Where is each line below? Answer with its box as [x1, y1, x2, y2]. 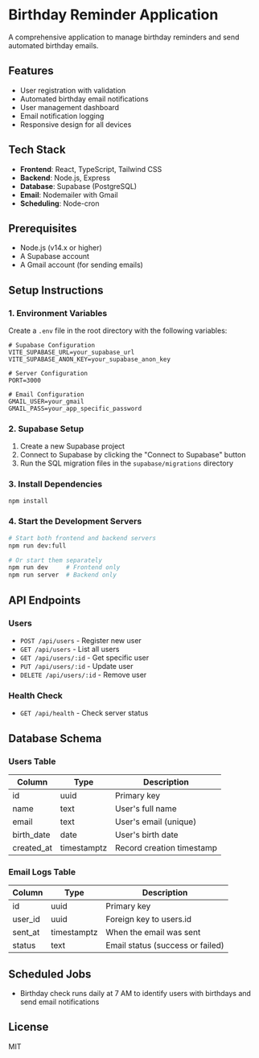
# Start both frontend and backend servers [8, 534, 157, 542]
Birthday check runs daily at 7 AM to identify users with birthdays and [19, 988, 252, 998]
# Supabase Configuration [8, 342, 95, 350]
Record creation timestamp [115, 842, 217, 853]
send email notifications [19, 997, 100, 1007]
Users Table [8, 756, 56, 767]
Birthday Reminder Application [8, 6, 219, 24]
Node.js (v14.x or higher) [19, 243, 102, 252]
